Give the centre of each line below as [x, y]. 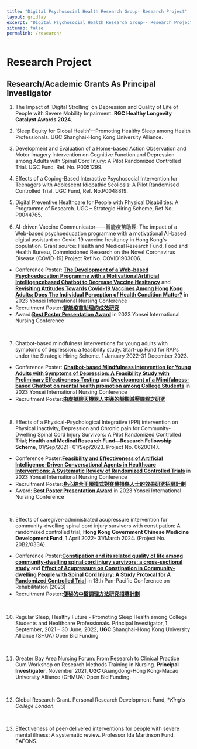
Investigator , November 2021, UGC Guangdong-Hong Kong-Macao [97, 671]
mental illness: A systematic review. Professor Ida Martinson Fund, [95, 735]
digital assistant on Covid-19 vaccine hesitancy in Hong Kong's [91, 240]
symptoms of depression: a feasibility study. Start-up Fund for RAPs [97, 350]
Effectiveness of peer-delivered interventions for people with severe [97, 729]
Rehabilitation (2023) [40, 587]
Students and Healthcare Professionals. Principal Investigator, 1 [91, 623]
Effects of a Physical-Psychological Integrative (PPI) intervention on [96, 422]
